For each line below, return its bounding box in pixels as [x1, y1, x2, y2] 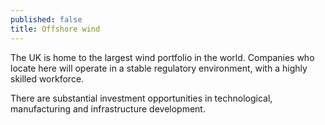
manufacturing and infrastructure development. [10, 102, 206, 115]
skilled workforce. [10, 72, 85, 85]
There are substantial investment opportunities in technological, [10, 92, 273, 104]
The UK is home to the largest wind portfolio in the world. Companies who [10, 51, 315, 63]
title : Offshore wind [10, 24, 101, 34]
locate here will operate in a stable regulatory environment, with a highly [10, 62, 308, 74]
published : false [10, 14, 83, 25]
